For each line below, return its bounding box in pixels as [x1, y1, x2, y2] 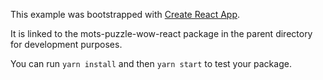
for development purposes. [10, 39, 123, 50]
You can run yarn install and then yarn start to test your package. [10, 58, 292, 69]
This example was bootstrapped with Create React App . [10, 9, 241, 20]
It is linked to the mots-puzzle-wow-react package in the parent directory [10, 28, 313, 39]
